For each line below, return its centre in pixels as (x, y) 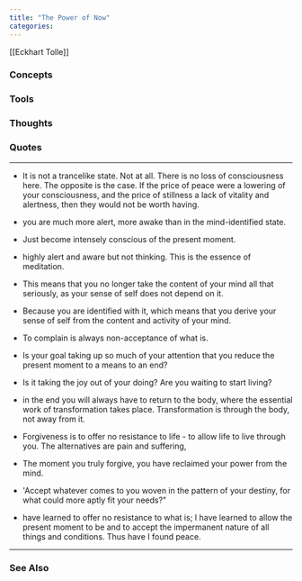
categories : (31, 26)
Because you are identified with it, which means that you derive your (149, 311)
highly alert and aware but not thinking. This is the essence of (137, 257)
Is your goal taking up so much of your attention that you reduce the (148, 355)
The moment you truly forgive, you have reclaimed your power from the (155, 463)
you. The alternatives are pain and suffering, (104, 446)
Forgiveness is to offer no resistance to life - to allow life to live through (154, 436)
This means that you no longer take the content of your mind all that (148, 284)
